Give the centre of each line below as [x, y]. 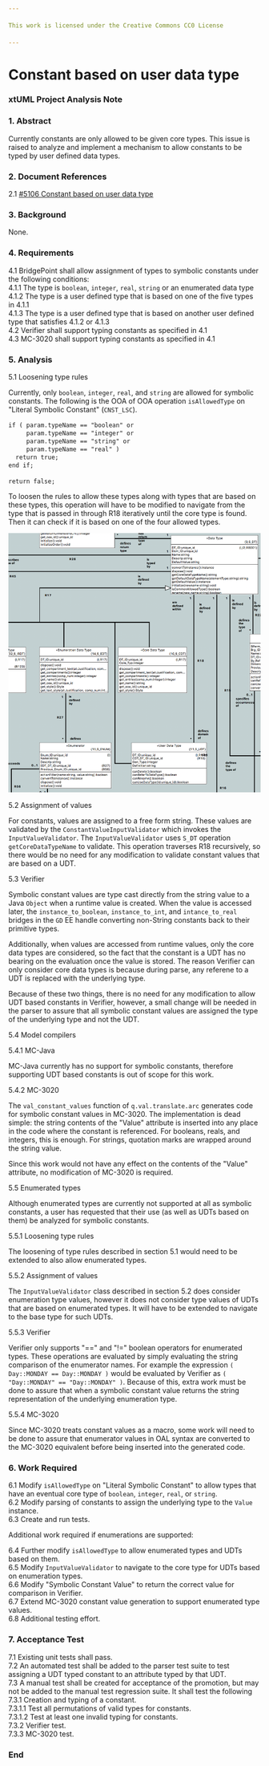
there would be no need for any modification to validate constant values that [134, 855]
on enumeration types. [46, 1576]
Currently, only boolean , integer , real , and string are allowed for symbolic [131, 392]
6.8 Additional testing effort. [54, 1619]
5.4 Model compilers [42, 1035]
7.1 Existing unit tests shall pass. [61, 1657]
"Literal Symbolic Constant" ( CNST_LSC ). [73, 409]
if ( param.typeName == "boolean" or [71, 425]
